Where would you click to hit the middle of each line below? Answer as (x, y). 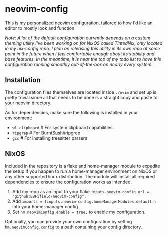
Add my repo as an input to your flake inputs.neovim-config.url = (81, 191)
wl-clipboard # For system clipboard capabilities (62, 127)
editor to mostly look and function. (40, 28)
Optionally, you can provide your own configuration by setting (69, 221)
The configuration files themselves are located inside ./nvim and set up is (81, 92)
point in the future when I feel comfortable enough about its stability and (80, 54)
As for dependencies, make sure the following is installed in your (72, 112)
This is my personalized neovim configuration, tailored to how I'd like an (79, 23)
